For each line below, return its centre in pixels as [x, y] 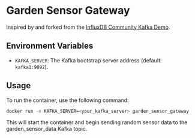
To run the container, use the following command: [67, 100]
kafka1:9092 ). [31, 67]
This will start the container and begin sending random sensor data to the [97, 122]
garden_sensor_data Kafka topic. [47, 129]
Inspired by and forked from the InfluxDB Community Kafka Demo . [88, 27]
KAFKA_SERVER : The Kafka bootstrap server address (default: [88, 60]
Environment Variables [50, 46]
